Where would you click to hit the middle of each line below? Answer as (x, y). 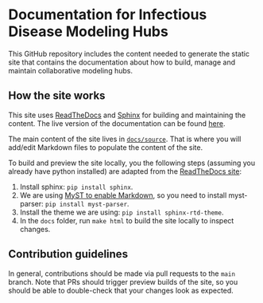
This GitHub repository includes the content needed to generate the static (129, 53)
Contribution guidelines (68, 254)
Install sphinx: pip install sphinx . (76, 187)
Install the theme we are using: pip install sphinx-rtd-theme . (122, 212)
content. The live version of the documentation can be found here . (117, 123)
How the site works (57, 96)
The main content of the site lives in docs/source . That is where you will (125, 139)
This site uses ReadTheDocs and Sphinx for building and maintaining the (127, 115)
